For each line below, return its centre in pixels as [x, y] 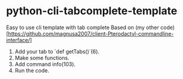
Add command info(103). [45, 64]
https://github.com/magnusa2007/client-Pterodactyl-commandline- [91, 33]
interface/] [19, 40]
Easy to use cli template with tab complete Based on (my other [83, 27]
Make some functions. [42, 58]
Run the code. [32, 70]
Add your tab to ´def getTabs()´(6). [57, 51]
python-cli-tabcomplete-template [92, 11]
